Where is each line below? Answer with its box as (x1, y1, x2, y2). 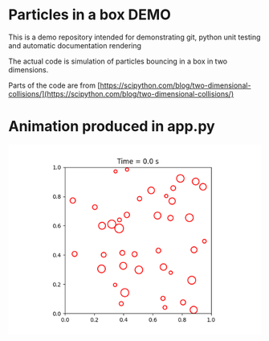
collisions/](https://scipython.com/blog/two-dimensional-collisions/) (8, 88, 234, 98)
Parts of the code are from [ (8, 80, 100, 90)
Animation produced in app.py (8, 117, 215, 136)
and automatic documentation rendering (8, 40, 142, 50)
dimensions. (8, 64, 49, 74)
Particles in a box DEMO (8, 6, 171, 24)
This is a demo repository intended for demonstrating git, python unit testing (8, 32, 261, 42)
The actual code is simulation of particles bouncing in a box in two (8, 56, 227, 66)
